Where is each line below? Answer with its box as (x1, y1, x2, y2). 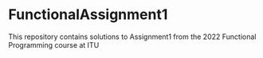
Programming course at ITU (8, 40, 100, 49)
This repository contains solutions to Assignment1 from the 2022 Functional (8, 32, 257, 41)
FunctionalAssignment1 (8, 6, 168, 24)
